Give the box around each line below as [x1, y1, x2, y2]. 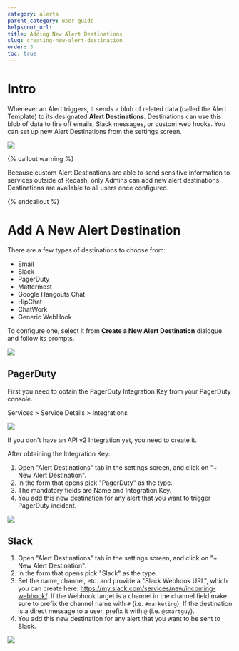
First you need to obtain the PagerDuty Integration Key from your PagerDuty [7, 386, 231, 396]
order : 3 [7, 43, 34, 51]
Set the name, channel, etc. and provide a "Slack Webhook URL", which [17, 577, 228, 585]
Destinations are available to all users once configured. [7, 183, 169, 192]
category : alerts [7, 10, 59, 18]
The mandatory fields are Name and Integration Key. [17, 486, 172, 494]
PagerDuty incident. [17, 501, 77, 510]
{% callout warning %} [7, 154, 74, 163]
